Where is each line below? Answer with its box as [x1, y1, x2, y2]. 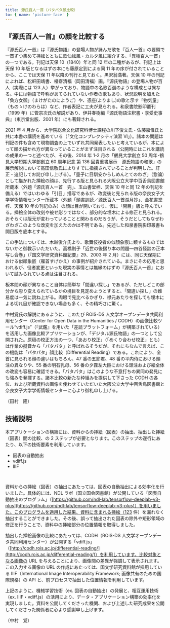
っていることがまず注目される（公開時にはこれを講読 [54, 146, 164, 152]
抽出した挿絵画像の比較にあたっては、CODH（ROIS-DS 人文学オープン [5, 533, 153, 539]
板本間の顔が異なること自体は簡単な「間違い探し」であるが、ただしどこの [5, 282, 160, 288]
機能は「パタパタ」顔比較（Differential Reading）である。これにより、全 [9, 349, 161, 355]
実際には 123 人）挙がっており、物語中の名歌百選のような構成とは [14, 85, 152, 91]
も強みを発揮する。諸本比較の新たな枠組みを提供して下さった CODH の [5, 375, 154, 381]
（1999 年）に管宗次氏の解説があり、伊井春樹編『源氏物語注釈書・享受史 [5, 110, 158, 116]
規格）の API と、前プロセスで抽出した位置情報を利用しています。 [9, 577, 147, 583]
